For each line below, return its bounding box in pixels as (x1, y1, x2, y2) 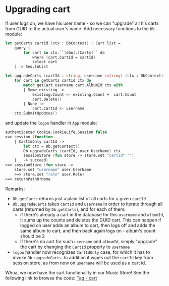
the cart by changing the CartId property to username (20, 244, 130, 250)
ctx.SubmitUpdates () (14, 111, 58, 116)
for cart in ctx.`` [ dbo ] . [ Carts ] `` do (23, 50, 105, 55)
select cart (32, 60, 58, 65)
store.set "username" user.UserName (14, 167, 92, 173)
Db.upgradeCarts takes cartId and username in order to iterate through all (12, 201, 163, 207)
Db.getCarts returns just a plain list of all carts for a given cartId (12, 195, 146, 201)
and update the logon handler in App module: (5, 120, 97, 126)
